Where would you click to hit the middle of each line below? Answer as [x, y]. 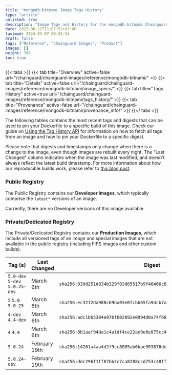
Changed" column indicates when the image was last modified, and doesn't [85, 157]
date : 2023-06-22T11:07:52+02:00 [41, 29]
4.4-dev [17, 320]
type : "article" [23, 15]
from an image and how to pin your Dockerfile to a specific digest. [75, 137]
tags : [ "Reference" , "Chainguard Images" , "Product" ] [64, 44]
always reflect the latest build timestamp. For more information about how [83, 163]
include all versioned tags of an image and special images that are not [79, 238]
